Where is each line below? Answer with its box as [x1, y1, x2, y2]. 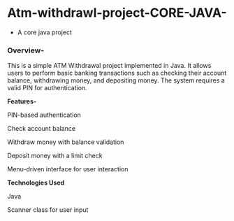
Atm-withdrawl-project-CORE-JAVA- [7, 5, 227, 21]
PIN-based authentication [7, 110, 82, 120]
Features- [7, 97, 37, 106]
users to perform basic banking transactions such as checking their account [7, 69, 227, 78]
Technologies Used [7, 178, 65, 187]
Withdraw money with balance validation [7, 138, 124, 146]
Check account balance [7, 124, 75, 133]
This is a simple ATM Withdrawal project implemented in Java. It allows [7, 62, 212, 70]
